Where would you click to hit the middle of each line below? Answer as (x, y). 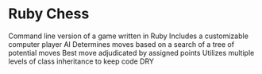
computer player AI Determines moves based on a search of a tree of (121, 44)
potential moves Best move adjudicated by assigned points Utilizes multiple (131, 53)
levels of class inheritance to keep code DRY (81, 61)
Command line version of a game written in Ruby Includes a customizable (128, 36)
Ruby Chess (49, 14)
